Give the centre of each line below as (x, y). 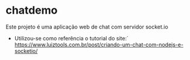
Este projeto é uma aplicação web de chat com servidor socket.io (87, 27)
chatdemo (32, 10)
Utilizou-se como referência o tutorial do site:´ (71, 38)
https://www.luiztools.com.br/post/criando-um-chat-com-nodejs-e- (99, 45)
